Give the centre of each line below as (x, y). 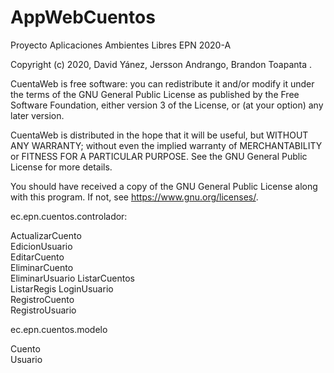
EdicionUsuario (41, 246)
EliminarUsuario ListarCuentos (72, 278)
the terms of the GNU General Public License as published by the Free (155, 94)
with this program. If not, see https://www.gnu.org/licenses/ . (134, 197)
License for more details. (61, 167)
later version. (37, 115)
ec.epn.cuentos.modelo (59, 329)
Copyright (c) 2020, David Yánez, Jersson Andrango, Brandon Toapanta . (161, 64)
